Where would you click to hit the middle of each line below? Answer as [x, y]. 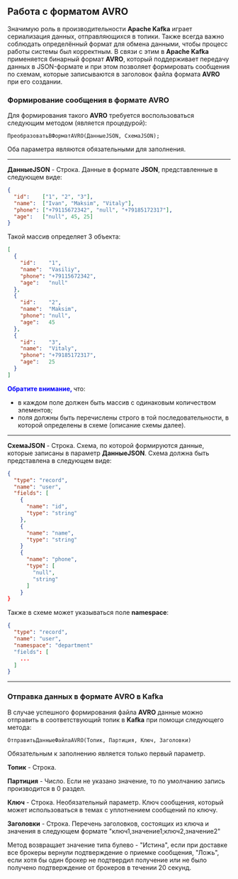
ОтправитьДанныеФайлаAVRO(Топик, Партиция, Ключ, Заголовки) [100, 740]
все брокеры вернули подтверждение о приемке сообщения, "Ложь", [113, 852]
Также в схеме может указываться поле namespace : [88, 613]
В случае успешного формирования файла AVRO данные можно [105, 712]
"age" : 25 [38, 362]
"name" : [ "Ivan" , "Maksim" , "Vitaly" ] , [74, 203]
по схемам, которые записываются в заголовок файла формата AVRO [114, 74]
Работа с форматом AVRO [68, 12]
